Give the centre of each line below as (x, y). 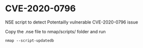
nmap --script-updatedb (30, 40)
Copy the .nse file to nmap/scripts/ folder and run (55, 31)
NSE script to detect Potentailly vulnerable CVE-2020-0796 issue (72, 22)
